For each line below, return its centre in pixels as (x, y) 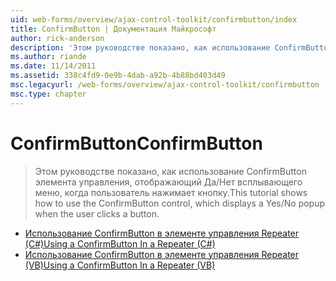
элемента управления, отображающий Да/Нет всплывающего (168, 182)
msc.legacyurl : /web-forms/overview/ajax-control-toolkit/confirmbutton (165, 85)
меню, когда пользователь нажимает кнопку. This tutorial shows (171, 192)
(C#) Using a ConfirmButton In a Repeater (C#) (120, 243)
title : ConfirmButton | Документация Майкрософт (113, 29)
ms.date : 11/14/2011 (53, 66)
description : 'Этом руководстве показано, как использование (140, 47)
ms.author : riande (48, 57)
